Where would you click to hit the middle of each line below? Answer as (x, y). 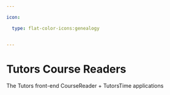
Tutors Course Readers (66, 69)
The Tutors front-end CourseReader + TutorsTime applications (85, 86)
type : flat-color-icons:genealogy (56, 28)
